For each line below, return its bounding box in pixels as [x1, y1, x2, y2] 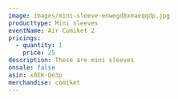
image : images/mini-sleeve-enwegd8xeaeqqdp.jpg [8, 11, 171, 20]
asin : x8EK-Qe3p [8, 71, 63, 79]
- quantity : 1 [15, 42, 63, 49]
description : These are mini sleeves [8, 57, 135, 65]
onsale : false [8, 64, 56, 72]
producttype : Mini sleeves [8, 19, 99, 27]
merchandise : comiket [8, 78, 81, 86]
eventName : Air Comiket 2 [8, 26, 95, 34]
